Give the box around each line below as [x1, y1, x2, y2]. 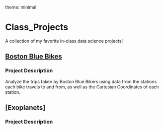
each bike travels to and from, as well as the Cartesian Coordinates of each [5, 84, 159, 90]
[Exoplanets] [5, 104, 46, 112]
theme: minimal [5, 4, 37, 10]
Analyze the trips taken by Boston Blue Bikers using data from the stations [5, 78, 157, 84]
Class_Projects [5, 22, 69, 33]
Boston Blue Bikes [5, 52, 62, 61]
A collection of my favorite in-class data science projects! [5, 38, 123, 44]
